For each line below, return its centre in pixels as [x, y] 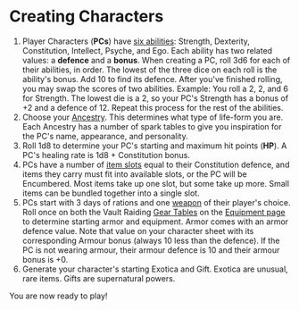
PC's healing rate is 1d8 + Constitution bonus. [106, 155]
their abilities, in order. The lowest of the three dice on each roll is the [149, 70]
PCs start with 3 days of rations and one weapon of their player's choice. [156, 202]
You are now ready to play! [58, 296]
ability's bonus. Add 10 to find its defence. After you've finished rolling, [152, 79]
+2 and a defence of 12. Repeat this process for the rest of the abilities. [153, 107]
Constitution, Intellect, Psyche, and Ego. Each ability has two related [147, 50]
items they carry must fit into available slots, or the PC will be [134, 174]
